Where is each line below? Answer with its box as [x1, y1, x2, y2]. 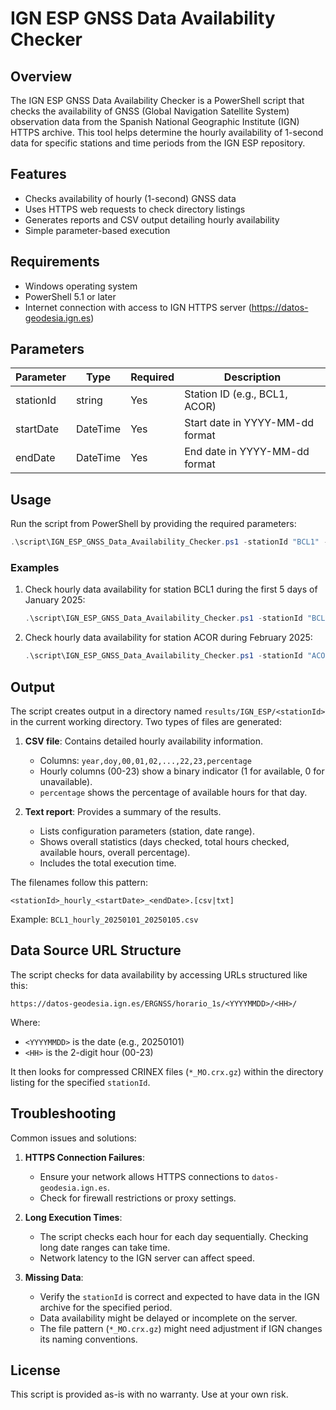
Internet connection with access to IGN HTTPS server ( [24, 301, 252, 313]
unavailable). [39, 775, 93, 787]
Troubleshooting [10, 1105, 117, 1122]
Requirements [10, 253, 100, 271]
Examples [10, 561, 60, 575]
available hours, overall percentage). [39, 846, 191, 858]
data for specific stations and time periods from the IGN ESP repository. [10, 137, 306, 149]
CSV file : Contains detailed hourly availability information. [24, 735, 263, 747]
